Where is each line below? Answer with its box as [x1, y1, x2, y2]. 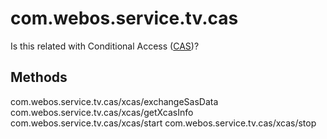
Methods [10, 69, 68, 86]
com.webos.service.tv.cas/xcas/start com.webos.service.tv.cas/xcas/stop [10, 117, 317, 129]
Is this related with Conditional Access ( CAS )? [10, 40, 200, 52]
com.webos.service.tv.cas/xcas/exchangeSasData [10, 95, 219, 107]
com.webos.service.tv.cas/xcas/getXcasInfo [10, 106, 194, 118]
